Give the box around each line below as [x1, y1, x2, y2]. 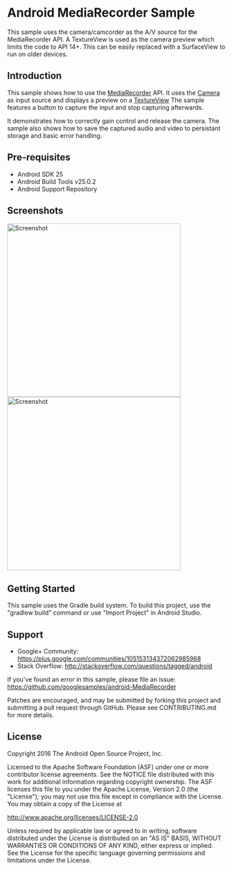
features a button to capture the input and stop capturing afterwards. [7, 103, 204, 112]
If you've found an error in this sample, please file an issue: [7, 675, 176, 683]
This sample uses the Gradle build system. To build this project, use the [7, 602, 211, 610]
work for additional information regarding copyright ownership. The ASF [7, 777, 213, 785]
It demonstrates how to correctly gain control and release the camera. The [7, 117, 220, 125]
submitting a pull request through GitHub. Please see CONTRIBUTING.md [7, 703, 217, 712]
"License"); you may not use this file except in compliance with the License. [7, 792, 224, 801]
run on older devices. [7, 50, 68, 58]
